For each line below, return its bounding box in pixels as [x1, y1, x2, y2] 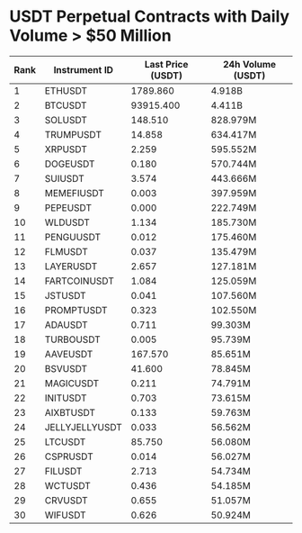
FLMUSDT [44, 245, 88, 257]
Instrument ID [53, 63, 114, 76]
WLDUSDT [44, 216, 90, 229]
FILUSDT [44, 465, 83, 477]
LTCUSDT [44, 435, 86, 447]
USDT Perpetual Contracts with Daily [9, 6, 290, 27]
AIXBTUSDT [44, 406, 96, 419]
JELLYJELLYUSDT [44, 420, 123, 433]
